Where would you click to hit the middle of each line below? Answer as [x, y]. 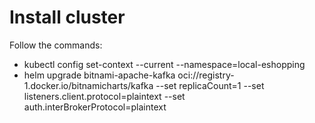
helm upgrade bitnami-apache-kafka [99, 75]
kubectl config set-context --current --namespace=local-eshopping [164, 64]
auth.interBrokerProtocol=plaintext [95, 107]
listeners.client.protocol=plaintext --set [104, 96]
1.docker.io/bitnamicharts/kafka [88, 85]
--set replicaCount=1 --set [210, 85]
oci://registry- [206, 75]
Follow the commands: [56, 45]
